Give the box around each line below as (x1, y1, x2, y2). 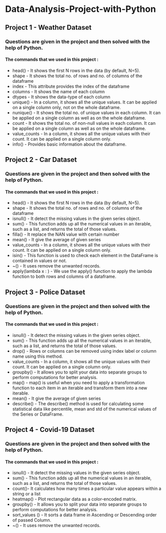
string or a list (12, 491, 41, 497)
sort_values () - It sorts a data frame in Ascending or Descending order (12, 512, 157, 518)
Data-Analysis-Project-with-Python (5, 3, 156, 15)
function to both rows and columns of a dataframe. (12, 273, 116, 279)
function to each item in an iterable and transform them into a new (12, 385, 148, 391)
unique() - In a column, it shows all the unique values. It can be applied (12, 99, 157, 105)
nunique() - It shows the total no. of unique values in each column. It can (12, 109, 161, 115)
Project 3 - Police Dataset (5, 288, 85, 296)
